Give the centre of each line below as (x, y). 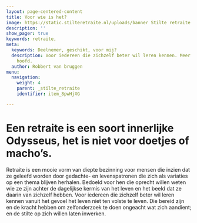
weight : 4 (29, 83)
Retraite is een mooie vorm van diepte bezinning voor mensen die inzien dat (98, 169)
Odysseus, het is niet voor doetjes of (98, 141)
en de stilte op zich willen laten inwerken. (56, 214)
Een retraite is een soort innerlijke (90, 128)
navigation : (26, 77)
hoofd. (25, 61)
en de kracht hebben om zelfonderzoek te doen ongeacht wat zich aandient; (99, 207)
